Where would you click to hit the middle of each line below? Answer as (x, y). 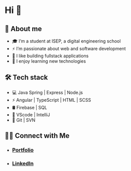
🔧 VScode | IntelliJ (31, 114)
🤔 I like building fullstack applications (50, 56)
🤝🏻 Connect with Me (37, 136)
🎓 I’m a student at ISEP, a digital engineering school (66, 41)
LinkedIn (23, 163)
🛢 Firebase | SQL (29, 107)
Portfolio (23, 150)
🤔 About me (23, 29)
